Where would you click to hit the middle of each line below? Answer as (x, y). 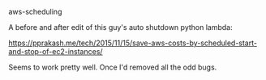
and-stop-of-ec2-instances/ (56, 51)
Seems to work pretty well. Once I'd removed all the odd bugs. (113, 67)
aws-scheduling (35, 12)
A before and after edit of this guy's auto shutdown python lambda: (120, 27)
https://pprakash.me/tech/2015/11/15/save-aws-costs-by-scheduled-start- (133, 43)
